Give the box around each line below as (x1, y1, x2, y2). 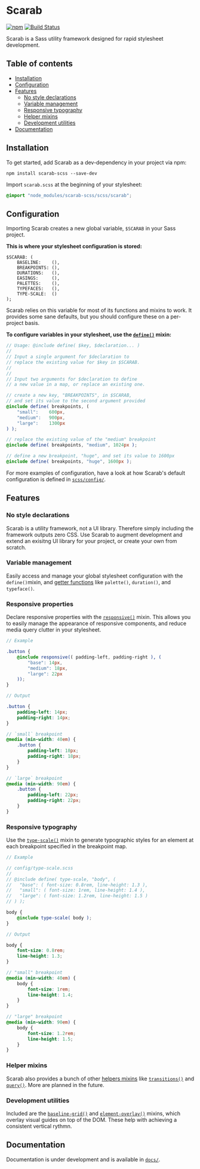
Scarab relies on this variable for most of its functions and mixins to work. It (6, 306, 192, 314)
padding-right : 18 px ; (27, 754, 82, 760)
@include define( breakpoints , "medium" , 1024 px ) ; (6, 442, 137, 448)
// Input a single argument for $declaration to (6, 354, 130, 360)
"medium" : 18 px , (27, 665, 68, 671)
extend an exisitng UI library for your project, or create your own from (6, 537, 177, 545)
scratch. (6, 543, 27, 551)
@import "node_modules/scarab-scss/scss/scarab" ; (6, 192, 133, 198)
